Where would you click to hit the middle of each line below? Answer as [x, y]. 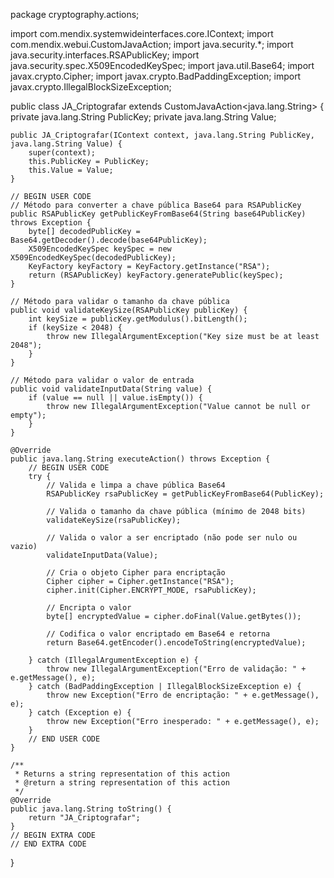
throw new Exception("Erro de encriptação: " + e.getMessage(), [183, 695]
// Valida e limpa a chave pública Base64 [136, 485]
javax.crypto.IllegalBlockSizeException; [91, 87]
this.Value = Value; [71, 170]
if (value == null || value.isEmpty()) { [115, 398]
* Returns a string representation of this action [122, 774]
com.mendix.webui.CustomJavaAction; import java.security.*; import [152, 44]
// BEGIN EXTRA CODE [53, 835]
